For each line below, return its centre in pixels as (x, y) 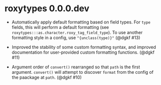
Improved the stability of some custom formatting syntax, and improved (84, 47)
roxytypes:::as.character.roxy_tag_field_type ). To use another (77, 32)
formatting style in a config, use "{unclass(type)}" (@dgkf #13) (76, 38)
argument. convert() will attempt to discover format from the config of (82, 72)
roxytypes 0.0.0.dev (47, 9)
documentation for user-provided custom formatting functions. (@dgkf (83, 52)
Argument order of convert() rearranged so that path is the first (76, 67)
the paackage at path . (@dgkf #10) (46, 77)
